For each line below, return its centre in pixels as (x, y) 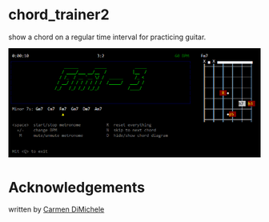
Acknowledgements (77, 187)
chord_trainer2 (59, 15)
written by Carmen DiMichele (56, 209)
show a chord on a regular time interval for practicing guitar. (107, 37)
